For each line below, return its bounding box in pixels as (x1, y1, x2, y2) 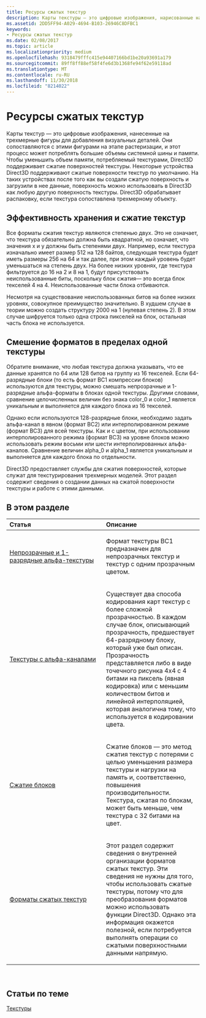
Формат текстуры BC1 (106, 537, 174, 546)
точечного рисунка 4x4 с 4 (106, 666, 187, 675)
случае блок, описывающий (106, 620, 190, 629)
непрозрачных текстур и (106, 552, 180, 561)
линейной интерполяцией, (106, 697, 185, 706)
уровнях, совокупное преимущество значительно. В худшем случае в (6, 299, 191, 307)
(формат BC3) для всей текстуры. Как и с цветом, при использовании (6, 427, 190, 434)
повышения (106, 781, 141, 789)
